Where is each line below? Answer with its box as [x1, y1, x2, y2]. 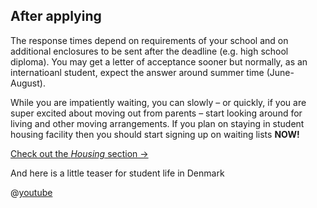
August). [10, 77, 46, 89]
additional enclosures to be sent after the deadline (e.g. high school [10, 45, 289, 57]
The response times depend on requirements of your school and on [10, 34, 289, 46]
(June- [266, 66, 295, 78]
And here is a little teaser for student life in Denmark [10, 167, 225, 179]
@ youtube [10, 186, 53, 198]
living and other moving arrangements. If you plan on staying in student [10, 117, 305, 129]
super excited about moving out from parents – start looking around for [10, 107, 303, 119]
